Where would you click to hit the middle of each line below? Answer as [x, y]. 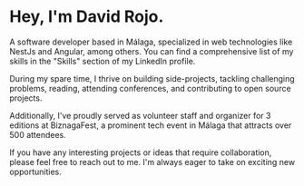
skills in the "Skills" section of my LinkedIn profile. [103, 61]
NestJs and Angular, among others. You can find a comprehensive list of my [152, 51]
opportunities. [35, 171]
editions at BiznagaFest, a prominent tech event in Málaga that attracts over [151, 125]
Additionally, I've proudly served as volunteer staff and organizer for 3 [140, 115]
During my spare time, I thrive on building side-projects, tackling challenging [152, 78]
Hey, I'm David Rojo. [87, 17]
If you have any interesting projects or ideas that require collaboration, [141, 152]
